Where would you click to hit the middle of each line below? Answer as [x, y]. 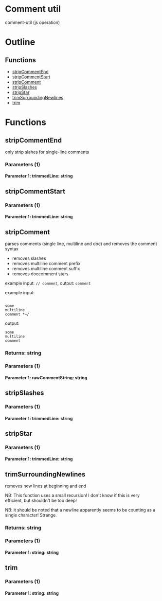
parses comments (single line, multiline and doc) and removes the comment [81, 244]
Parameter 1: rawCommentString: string [46, 377]
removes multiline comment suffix [46, 269]
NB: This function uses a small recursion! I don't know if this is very [72, 495]
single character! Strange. [31, 515]
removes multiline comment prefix [46, 264]
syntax [12, 249]
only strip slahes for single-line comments [47, 152]
